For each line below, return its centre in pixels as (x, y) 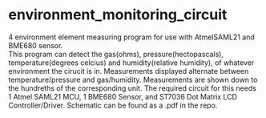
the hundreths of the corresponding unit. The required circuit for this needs (132, 88)
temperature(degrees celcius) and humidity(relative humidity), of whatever (131, 63)
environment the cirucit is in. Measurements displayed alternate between (129, 71)
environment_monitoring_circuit (118, 15)
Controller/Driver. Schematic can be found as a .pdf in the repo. (113, 105)
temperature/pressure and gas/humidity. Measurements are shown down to (133, 79)
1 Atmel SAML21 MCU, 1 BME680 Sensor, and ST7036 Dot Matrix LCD (123, 96)
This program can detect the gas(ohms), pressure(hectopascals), (116, 54)
